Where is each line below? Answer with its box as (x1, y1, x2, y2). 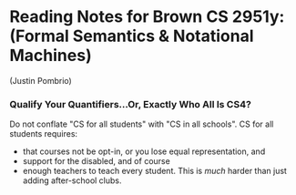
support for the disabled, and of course (22, 156, 170, 167)
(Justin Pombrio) (9, 75, 73, 86)
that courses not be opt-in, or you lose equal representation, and (22, 146, 266, 157)
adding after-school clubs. (22, 175, 122, 186)
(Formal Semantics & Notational (9, 26, 254, 46)
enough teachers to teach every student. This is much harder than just (22, 166, 287, 177)
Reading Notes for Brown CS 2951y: (9, 6, 285, 27)
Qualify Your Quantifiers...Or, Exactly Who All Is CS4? (9, 97, 252, 110)
